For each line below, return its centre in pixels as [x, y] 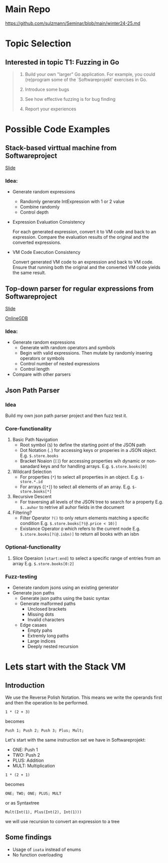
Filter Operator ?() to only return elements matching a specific [85, 518]
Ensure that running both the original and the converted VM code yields [86, 268]
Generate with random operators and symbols [67, 348]
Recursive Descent [32, 497]
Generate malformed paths [48, 604]
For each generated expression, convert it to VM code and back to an [84, 232]
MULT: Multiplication [34, 766]
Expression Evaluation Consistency [49, 222]
